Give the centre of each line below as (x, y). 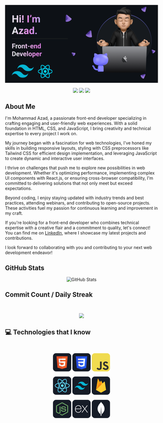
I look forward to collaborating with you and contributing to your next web (79, 248)
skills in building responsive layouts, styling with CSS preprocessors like (77, 148)
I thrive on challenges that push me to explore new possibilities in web (75, 168)
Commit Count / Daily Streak (49, 295)
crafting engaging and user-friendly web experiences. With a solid (71, 124)
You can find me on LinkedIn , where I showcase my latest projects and (76, 233)
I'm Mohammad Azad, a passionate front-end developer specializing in (76, 118)
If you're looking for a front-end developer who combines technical (72, 223)
